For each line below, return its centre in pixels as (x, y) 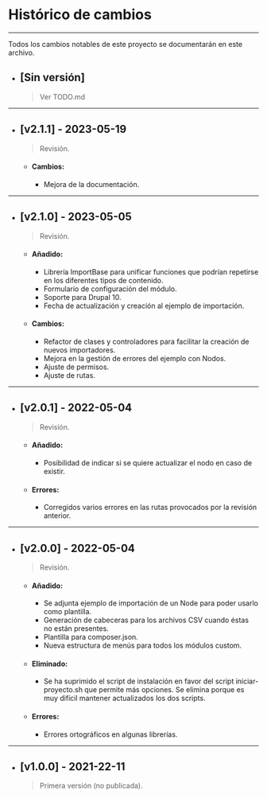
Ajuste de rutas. (69, 375)
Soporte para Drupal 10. (82, 297)
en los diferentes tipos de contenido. (104, 280)
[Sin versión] (52, 78)
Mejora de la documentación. (91, 184)
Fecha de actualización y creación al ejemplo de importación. (144, 306)
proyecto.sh (63, 690)
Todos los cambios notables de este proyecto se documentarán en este (126, 44)
